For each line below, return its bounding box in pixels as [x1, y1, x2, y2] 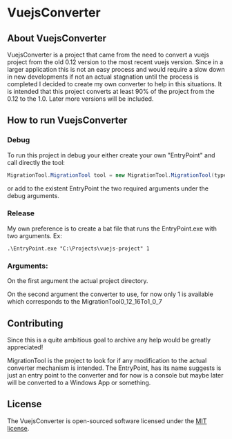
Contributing [7, 318, 64, 329]
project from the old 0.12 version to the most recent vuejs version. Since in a [7, 58, 224, 66]
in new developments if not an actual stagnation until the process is [7, 72, 199, 81]
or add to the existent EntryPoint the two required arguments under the [7, 184, 209, 193]
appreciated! [7, 343, 43, 351]
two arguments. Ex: [7, 231, 62, 240]
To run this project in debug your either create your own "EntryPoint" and [7, 150, 215, 159]
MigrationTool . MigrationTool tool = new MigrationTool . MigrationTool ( [7, 171, 215, 179]
